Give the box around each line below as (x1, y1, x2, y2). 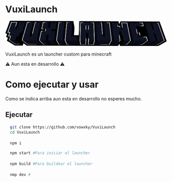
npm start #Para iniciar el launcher (10, 150, 91, 155)
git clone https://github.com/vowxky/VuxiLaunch (10, 124, 116, 129)
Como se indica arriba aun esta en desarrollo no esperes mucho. (5, 95, 142, 101)
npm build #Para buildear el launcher (10, 161, 93, 166)
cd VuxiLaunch (10, 130, 40, 135)
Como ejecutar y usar (5, 79, 99, 90)
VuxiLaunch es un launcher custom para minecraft (5, 51, 112, 57)
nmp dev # (10, 172, 31, 177)
